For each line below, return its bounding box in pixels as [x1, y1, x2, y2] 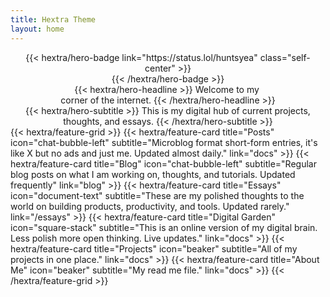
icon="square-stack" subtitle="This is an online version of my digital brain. [10, 221, 318, 233]
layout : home [10, 24, 65, 34]
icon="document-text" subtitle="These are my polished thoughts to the [10, 189, 305, 201]
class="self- [259, 51, 311, 63]
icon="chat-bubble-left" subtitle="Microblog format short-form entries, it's [10, 136, 318, 148]
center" [144, 62, 176, 74]
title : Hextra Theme [10, 14, 97, 25]
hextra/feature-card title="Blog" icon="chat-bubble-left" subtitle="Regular [10, 157, 317, 170]
